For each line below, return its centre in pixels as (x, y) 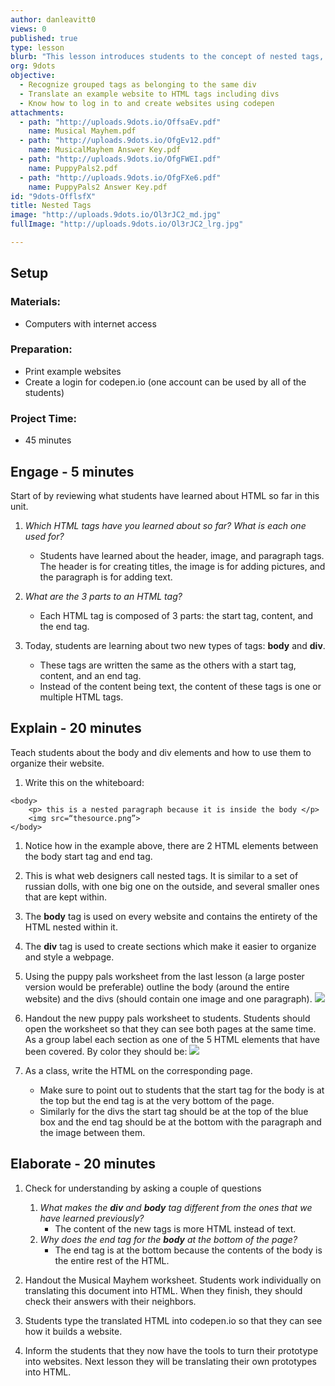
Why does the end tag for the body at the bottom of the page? (168, 1239)
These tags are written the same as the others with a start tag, (168, 665)
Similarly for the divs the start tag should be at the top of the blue (174, 1111)
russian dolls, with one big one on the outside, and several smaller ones (172, 886)
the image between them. (92, 1132)
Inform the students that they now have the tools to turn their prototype (171, 1350)
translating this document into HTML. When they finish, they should (163, 1290)
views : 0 (28, 29)
